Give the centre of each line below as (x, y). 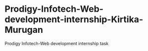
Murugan (24, 30)
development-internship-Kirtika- (74, 19)
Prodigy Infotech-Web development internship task (57, 43)
